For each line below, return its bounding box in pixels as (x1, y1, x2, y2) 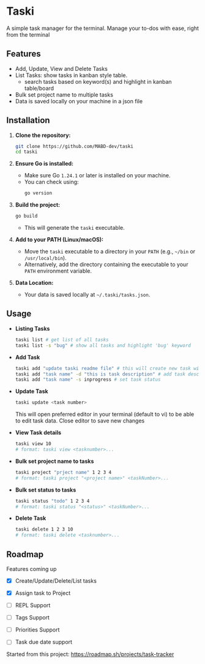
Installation (6, 115, 50, 126)
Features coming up (6, 565, 57, 572)
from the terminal (6, 31, 50, 38)
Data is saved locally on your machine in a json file (15, 97, 143, 105)
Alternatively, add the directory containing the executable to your (24, 261, 188, 268)
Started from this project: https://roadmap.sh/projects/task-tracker (6, 651, 174, 658)
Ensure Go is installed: (15, 160, 74, 168)
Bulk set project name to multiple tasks (15, 90, 113, 98)
